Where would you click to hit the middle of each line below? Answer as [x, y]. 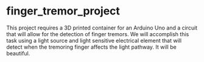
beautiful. [18, 53]
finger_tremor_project [63, 11]
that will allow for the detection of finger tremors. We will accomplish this [98, 34]
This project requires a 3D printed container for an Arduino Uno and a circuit [102, 28]
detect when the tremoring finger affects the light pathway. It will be [91, 47]
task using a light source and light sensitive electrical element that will [94, 40]
